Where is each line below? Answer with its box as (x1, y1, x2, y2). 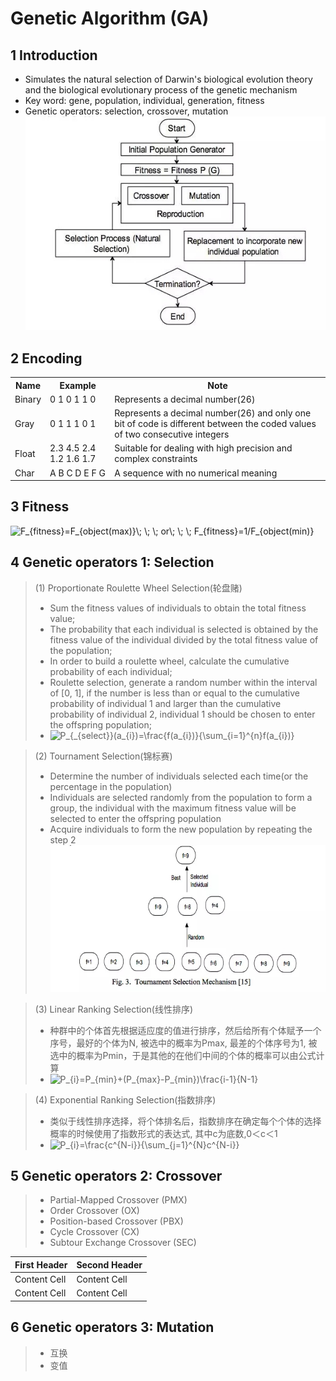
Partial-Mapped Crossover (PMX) (49, 1194, 188, 1206)
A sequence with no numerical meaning (114, 467, 278, 479)
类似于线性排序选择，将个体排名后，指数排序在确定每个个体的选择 (49, 1115, 322, 1127)
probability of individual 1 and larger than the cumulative (49, 697, 282, 709)
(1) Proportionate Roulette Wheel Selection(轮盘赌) (34, 582, 243, 594)
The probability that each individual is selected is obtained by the (49, 623, 319, 635)
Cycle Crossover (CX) (49, 1226, 140, 1238)
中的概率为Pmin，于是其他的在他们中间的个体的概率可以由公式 (58, 1049, 317, 1061)
